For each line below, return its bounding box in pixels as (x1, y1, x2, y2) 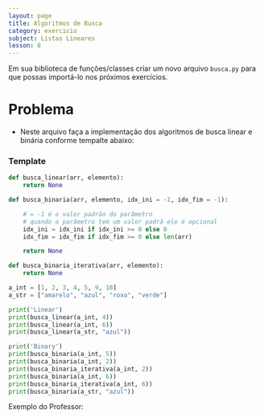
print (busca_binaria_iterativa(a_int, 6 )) (8, 379, 153, 388)
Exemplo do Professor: (8, 402, 85, 412)
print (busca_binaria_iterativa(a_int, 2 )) (8, 365, 153, 373)
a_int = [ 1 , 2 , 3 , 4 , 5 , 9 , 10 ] (8, 284, 117, 292)
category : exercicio (8, 27, 78, 35)
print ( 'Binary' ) (8, 342, 63, 350)
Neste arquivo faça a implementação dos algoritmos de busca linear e (19, 127, 253, 137)
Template (8, 155, 47, 166)
